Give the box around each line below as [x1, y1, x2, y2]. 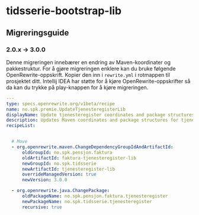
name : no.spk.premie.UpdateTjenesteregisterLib [6, 106, 126, 112]
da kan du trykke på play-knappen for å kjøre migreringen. [6, 84, 149, 91]
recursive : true [21, 204, 62, 210]
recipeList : [6, 123, 36, 129]
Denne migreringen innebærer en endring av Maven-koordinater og [6, 58, 171, 66]
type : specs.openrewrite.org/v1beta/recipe [6, 100, 115, 107]
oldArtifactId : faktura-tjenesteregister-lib [21, 155, 136, 161]
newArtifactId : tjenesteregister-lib [21, 166, 115, 172]
